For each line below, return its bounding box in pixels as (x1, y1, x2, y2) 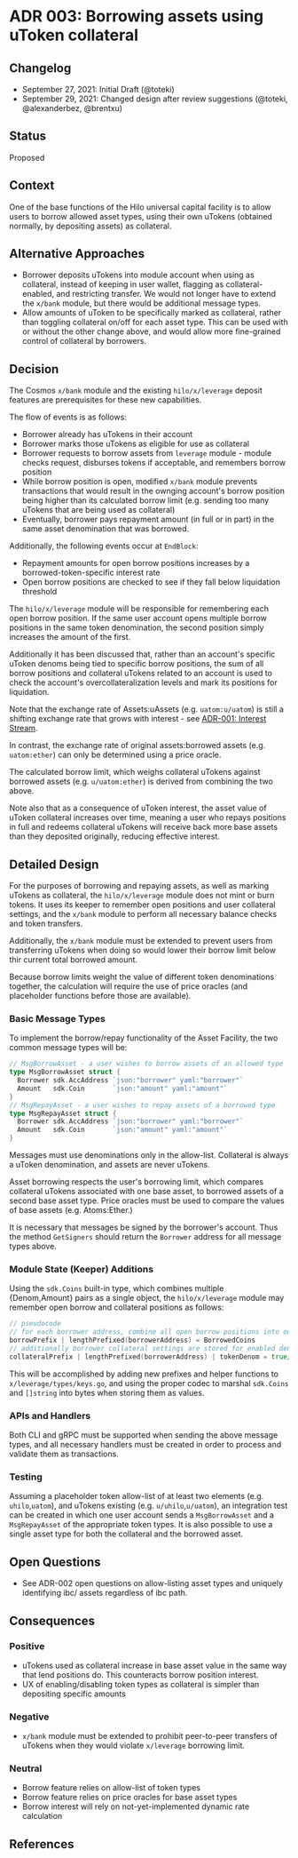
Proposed (9, 152, 45, 163)
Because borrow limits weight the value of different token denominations (9, 971, 275, 983)
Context (9, 178, 55, 193)
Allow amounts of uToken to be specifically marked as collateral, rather (21, 307, 282, 318)
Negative (9, 1710, 50, 1723)
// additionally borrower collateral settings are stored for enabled (9, 1344, 276, 1353)
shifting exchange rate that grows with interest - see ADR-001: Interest (9, 714, 267, 724)
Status (9, 129, 47, 144)
